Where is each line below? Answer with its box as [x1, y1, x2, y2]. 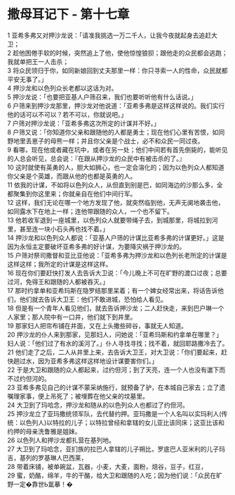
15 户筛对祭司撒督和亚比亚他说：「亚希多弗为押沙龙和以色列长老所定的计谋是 [7, 251, 227, 259]
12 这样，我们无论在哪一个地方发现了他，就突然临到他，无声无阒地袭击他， [7, 198, 224, 206]
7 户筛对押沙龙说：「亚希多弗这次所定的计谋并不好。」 [7, 119, 160, 127]
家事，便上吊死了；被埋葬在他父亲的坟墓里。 [19, 391, 149, 400]
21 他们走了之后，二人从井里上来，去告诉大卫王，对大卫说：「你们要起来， [7, 348, 222, 356]
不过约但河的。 [7, 374, 51, 382]
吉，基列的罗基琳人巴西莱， [7, 453, 88, 462]
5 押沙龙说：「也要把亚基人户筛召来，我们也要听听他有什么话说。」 [7, 92, 198, 101]
